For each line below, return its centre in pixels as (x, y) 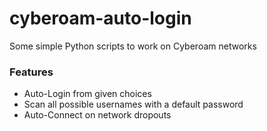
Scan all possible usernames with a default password (133, 104)
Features (31, 72)
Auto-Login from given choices (87, 94)
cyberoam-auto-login (100, 18)
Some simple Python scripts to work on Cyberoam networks (133, 46)
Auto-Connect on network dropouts (97, 115)
